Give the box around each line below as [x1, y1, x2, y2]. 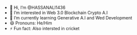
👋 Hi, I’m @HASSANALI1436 [9, 5, 66, 10]
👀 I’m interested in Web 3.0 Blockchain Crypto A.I [9, 10, 108, 16]
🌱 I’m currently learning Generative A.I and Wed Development [9, 15, 132, 20]
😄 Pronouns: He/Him [9, 20, 52, 26]
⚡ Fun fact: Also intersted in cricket [9, 26, 80, 31]
